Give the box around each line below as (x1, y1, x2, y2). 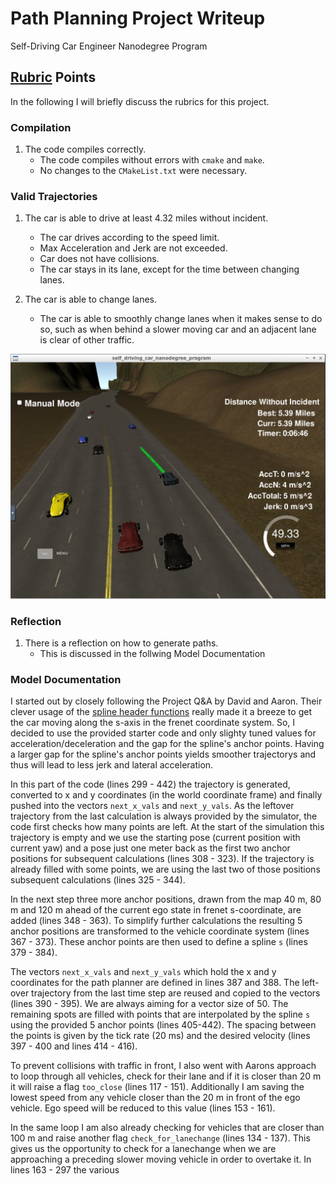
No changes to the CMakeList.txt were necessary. (39, 165, 248, 177)
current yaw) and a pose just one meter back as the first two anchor (10, 842, 291, 854)
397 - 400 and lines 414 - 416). (10, 1040, 138, 1052)
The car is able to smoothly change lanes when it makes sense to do (39, 313, 323, 325)
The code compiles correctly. (24, 143, 147, 156)
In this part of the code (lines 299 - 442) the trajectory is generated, (10, 778, 291, 791)
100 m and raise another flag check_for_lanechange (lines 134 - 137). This (10, 1132, 311, 1144)
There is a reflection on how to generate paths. (24, 637, 219, 649)
